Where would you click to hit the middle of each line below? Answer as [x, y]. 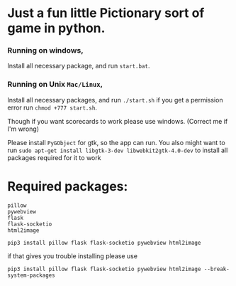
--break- [217, 269]
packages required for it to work [54, 157]
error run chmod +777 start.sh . [52, 107]
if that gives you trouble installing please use [73, 256]
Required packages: [68, 186]
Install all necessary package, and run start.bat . [79, 66]
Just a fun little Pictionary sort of [106, 13]
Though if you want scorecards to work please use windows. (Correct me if [118, 121]
